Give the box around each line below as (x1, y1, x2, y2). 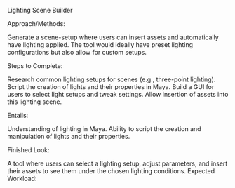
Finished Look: (7, 146, 51, 154)
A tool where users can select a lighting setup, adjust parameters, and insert (7, 159, 228, 168)
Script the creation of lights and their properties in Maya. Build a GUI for (7, 83, 215, 90)
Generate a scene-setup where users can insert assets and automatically (7, 33, 219, 41)
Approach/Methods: (7, 20, 65, 27)
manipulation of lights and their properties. (7, 133, 130, 140)
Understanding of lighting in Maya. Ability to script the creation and (7, 125, 201, 133)
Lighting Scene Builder (7, 6, 73, 14)
